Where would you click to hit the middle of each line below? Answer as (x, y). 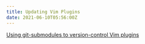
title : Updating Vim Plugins (43, 12)
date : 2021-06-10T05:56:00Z (42, 17)
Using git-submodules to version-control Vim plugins (73, 34)
